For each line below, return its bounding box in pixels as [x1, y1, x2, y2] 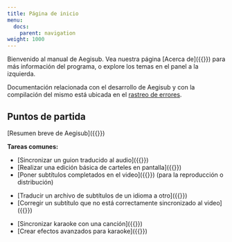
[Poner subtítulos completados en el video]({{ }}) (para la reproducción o [17, 171, 224, 179]
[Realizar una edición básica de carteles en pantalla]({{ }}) [17, 163, 182, 171]
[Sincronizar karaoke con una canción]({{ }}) [17, 219, 143, 227]
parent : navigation [19, 29, 76, 37]
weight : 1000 [7, 36, 45, 43]
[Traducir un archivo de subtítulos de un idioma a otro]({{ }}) [17, 191, 188, 200]
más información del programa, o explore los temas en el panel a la [7, 62, 199, 71]
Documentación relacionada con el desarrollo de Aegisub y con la [7, 83, 195, 92]
